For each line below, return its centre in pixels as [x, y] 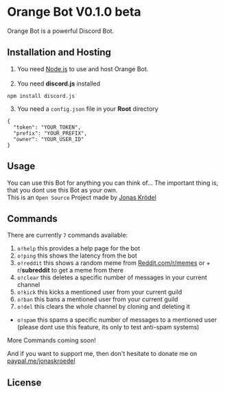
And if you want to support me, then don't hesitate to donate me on [102, 354]
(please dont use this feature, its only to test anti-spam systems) [108, 327]
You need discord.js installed [59, 84]
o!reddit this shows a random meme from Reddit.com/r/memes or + [114, 263]
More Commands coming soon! [51, 340]
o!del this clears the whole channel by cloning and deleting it [104, 307]
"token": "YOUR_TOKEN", [47, 127]
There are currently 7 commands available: [68, 235]
